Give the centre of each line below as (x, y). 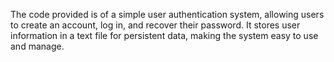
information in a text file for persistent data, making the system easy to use (164, 35)
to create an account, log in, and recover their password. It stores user (155, 25)
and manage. (37, 46)
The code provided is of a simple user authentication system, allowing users (167, 14)
